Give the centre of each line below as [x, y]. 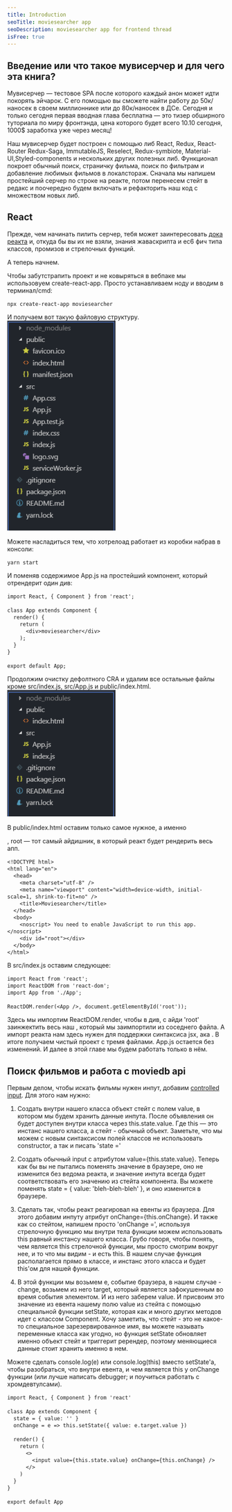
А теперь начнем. [34, 262]
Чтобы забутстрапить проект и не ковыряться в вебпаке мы [97, 275]
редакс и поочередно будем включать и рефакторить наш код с [103, 188]
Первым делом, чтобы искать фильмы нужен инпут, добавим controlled [113, 1087]
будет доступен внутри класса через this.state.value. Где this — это [117, 1123]
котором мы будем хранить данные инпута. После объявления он [115, 1116]
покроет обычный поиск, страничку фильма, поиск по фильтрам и [106, 166]
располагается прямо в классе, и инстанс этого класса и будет [111, 1261]
